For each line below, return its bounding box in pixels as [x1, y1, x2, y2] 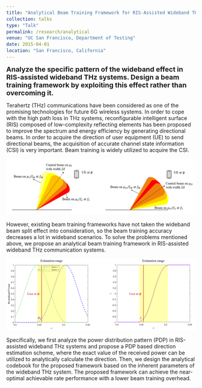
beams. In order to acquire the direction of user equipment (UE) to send [6, 133, 184, 141]
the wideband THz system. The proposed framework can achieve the [6, 368, 179, 375]
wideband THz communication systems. [6, 246, 106, 253]
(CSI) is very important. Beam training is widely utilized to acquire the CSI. [6, 146, 189, 153]
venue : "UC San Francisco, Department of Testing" [6, 35, 136, 41]
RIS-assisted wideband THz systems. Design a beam [6, 73, 180, 81]
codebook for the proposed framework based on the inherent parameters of [6, 362, 195, 369]
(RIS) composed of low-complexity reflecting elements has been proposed [6, 121, 191, 128]
